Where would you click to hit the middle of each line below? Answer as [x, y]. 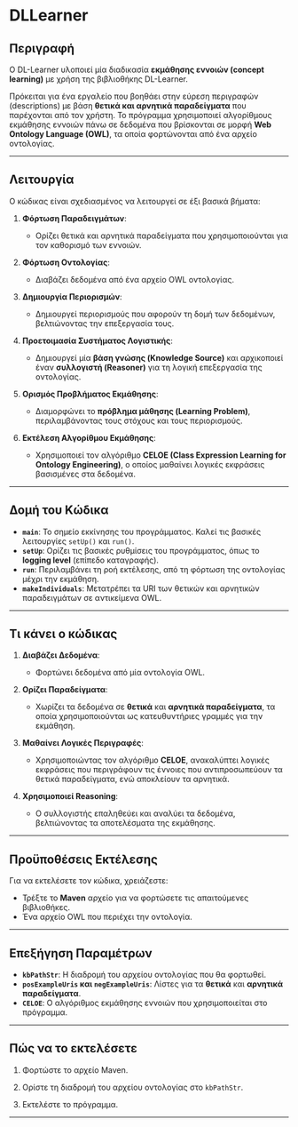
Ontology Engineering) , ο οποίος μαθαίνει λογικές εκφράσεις [150, 464]
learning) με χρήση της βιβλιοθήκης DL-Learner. [99, 79]
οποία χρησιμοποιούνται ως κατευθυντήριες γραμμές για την [149, 716]
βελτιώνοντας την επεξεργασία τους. [105, 323]
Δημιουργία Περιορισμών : [72, 296]
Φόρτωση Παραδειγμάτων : [74, 218]
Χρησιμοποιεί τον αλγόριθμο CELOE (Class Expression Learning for [161, 455]
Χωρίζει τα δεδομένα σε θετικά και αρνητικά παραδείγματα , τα [155, 707]
